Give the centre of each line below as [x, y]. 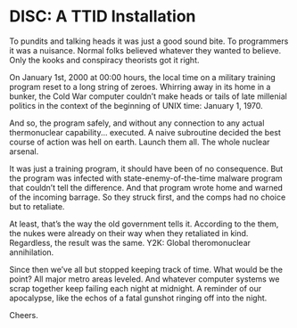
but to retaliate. [37, 206]
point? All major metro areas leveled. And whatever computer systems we [144, 279]
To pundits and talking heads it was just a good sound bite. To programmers [149, 41]
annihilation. [32, 252]
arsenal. [24, 151]
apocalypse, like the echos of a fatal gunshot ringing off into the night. [138, 298]
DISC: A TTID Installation [103, 16]
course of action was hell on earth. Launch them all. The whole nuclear [140, 142]
